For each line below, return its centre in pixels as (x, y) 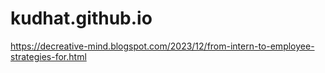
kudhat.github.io (81, 18)
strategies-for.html (48, 56)
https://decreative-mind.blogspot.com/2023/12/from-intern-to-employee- (162, 46)
